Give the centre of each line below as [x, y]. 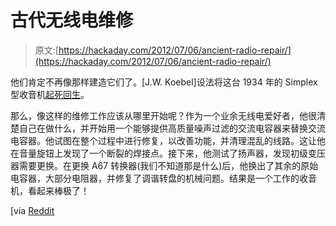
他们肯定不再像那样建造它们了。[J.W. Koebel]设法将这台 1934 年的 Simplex [164, 82]
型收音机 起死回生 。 [50, 94]
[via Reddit [32, 210]
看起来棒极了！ [58, 190]
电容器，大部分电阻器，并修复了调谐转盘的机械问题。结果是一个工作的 [155, 178]
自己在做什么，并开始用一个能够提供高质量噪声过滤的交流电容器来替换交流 [172, 128]
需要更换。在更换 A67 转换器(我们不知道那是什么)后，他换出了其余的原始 [168, 165]
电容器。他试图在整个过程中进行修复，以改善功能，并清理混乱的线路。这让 [163, 140]
